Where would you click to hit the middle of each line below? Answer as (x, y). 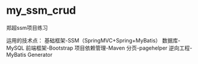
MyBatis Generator (29, 54)
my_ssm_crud (41, 10)
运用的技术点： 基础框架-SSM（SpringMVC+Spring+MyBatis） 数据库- (93, 40)
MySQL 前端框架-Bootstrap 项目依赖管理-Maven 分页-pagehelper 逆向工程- (99, 48)
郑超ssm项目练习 (27, 28)
